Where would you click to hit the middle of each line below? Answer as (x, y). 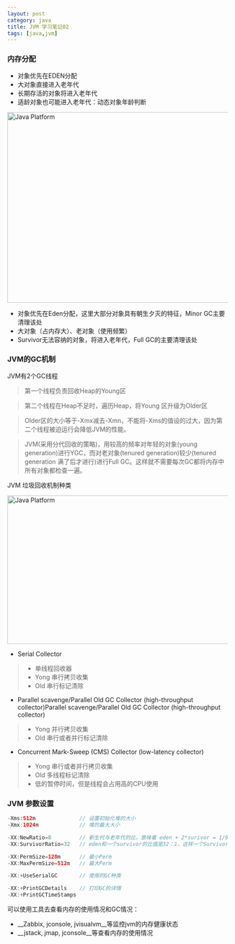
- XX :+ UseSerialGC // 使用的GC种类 (64, 876)
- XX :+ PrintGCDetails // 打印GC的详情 (64, 889)
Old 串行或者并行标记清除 (71, 738)
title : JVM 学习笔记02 (38, 27)
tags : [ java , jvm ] (33, 33)
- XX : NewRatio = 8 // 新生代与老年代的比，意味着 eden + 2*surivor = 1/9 (118, 837)
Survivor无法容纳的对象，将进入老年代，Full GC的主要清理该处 (107, 339)
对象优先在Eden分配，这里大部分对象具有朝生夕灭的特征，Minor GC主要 (121, 313)
